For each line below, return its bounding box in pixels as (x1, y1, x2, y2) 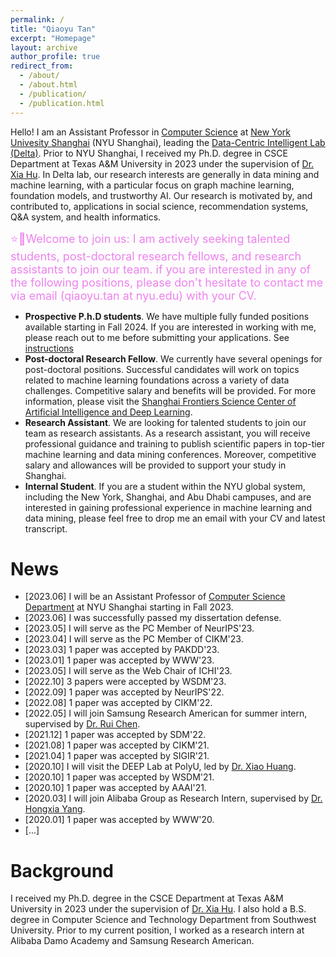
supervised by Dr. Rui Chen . (24, 718, 141, 730)
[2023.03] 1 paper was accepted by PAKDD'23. (24, 644, 220, 656)
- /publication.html (19, 98, 105, 108)
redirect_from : (10, 61, 74, 71)
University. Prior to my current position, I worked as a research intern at (10, 924, 305, 936)
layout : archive (10, 42, 78, 53)
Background (10, 859, 114, 882)
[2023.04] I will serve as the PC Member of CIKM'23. (24, 633, 244, 645)
